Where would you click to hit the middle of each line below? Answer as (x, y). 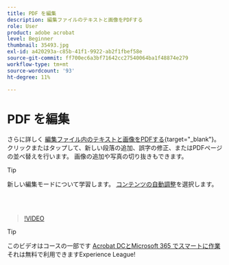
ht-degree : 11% (29, 77)
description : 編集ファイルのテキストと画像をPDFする (75, 20)
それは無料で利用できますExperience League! (71, 255)
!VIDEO (34, 218)
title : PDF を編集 (32, 13)
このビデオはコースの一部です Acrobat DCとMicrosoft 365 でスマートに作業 (114, 246)
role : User (23, 26)
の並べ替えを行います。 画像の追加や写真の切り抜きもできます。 (97, 156)
